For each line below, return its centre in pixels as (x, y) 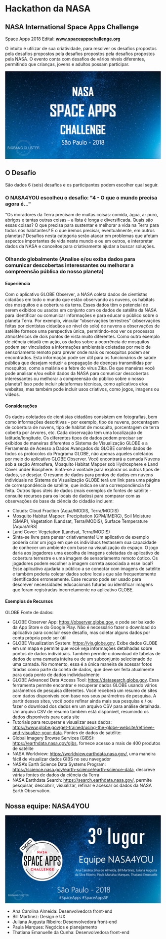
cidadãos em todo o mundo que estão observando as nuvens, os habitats (80, 300)
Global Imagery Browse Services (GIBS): (53, 738)
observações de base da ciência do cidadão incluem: (59, 501)
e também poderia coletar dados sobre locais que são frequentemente (84, 574)
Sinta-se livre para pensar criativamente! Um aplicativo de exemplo (81, 537)
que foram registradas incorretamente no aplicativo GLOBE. (73, 590)
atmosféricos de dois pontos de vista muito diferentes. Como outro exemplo (83, 337)
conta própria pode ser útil (39, 637)
